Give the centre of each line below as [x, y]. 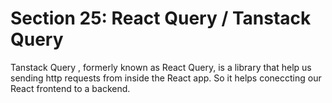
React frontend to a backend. [70, 88]
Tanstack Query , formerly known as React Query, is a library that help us [161, 67]
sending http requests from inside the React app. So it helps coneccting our [166, 78]
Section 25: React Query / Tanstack [161, 18]
